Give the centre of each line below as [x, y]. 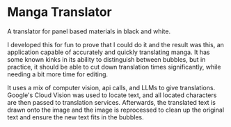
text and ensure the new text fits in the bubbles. [75, 117]
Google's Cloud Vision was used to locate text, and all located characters [112, 95]
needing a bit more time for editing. [58, 74]
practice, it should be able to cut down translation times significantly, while [114, 67]
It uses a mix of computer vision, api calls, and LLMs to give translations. [111, 87]
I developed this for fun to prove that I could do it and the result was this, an [116, 44]
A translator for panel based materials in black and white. [89, 31]
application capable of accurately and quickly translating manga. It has [109, 52]
